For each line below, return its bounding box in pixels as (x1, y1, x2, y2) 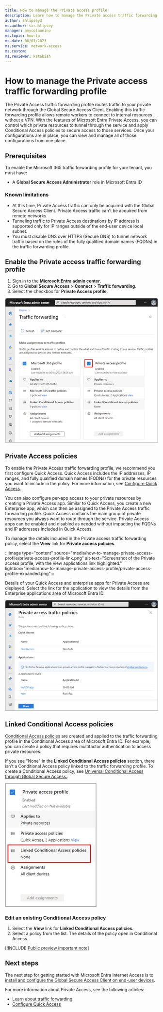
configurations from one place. (5, 138, 67, 144)
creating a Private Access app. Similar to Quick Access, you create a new (5, 500, 152, 506)
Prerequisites (5, 152, 47, 160)
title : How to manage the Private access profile (5, 8, 108, 13)
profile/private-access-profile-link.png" (5, 555, 84, 561)
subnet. (12, 228, 28, 234)
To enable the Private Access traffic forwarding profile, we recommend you (5, 465, 156, 471)
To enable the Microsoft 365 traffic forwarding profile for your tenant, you (5, 165, 152, 171)
